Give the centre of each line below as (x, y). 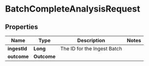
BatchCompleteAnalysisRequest (73, 9)
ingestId (17, 49)
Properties (22, 27)
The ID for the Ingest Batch (91, 49)
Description (91, 41)
